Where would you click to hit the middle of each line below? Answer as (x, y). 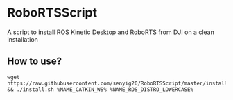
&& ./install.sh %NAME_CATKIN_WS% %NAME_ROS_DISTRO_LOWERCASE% (101, 89)
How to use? (35, 61)
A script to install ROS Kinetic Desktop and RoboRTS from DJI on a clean (111, 32)
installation (23, 39)
